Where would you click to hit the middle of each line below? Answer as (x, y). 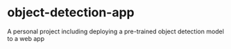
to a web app (26, 38)
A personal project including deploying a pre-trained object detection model (115, 31)
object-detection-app (71, 13)
